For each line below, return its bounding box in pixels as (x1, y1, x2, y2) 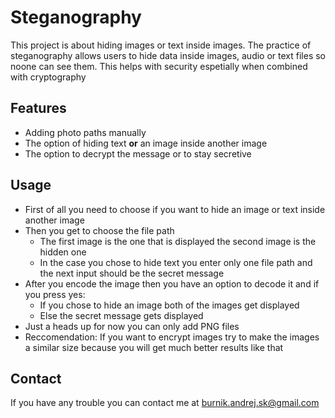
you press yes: (24, 288, 86, 300)
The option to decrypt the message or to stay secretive (24, 147, 252, 160)
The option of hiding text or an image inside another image (24, 137, 268, 149)
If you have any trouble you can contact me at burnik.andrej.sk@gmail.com (10, 397, 320, 409)
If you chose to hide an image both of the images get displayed (39, 299, 300, 311)
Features (10, 100, 67, 117)
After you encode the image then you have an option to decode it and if (24, 277, 320, 290)
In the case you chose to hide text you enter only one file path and (39, 256, 313, 268)
